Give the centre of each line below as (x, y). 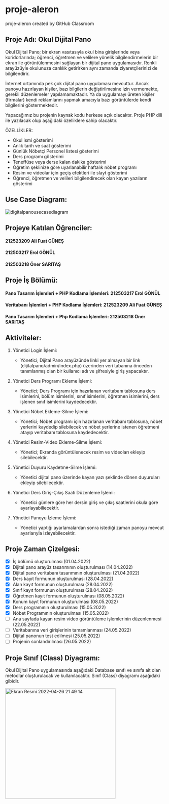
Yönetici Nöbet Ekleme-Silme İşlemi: (50, 411)
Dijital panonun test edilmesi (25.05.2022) (56, 636)
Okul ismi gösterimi (33, 140)
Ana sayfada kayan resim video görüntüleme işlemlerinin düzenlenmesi (87, 619)
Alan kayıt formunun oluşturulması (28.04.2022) (63, 584)
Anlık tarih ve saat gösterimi (42, 145)
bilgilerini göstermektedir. (32, 105)
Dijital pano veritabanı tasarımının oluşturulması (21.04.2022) (76, 573)
